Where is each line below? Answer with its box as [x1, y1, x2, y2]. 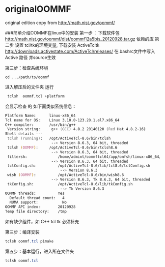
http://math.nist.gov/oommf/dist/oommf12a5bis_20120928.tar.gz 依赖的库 [5, 36, 154, 42]
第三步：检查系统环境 [5, 65, 48, 71]
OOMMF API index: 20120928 [5, 205, 76, 209]
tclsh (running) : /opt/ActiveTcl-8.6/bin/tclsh [7, 136, 111, 141]
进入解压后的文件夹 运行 [5, 84, 54, 89]
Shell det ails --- [5, 131, 43, 136]
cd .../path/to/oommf [5, 75, 50, 80]
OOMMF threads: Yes [5, 191, 65, 196]
